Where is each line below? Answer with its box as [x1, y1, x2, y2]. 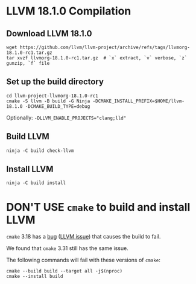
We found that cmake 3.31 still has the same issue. [6, 245, 128, 252]
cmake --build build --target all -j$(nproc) [6, 268, 122, 274]
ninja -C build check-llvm [6, 147, 74, 154]
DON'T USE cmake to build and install [6, 200, 191, 214]
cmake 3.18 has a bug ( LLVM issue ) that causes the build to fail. [6, 233, 161, 240]
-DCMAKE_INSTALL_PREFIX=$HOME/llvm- [92, 98, 185, 104]
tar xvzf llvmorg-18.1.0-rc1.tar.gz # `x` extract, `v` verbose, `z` [6, 55, 188, 61]
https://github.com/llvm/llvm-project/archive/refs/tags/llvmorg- [19, 44, 190, 50]
